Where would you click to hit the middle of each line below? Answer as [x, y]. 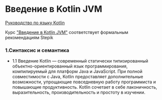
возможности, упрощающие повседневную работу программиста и [84, 82]
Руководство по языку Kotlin [35, 23]
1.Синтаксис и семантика [37, 50]
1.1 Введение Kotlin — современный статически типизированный [80, 61]
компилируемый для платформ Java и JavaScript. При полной [77, 71]
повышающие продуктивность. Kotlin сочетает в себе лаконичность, [85, 87]
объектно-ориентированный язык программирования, [70, 66]
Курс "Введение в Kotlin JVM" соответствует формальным [67, 32]
